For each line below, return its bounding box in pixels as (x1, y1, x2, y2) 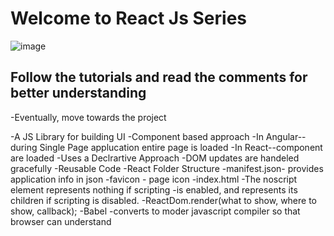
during (10, 141, 38, 153)
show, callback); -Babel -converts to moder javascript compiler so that (10, 205, 301, 217)
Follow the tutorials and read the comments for (10, 69, 308, 86)
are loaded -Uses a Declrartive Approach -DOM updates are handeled (10, 152, 300, 164)
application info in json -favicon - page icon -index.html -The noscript (10, 173, 298, 185)
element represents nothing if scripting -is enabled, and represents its (10, 183, 298, 196)
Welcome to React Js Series (10, 7, 247, 30)
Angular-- (265, 130, 307, 142)
